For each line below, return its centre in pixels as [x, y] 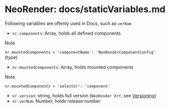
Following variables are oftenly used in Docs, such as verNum [68, 23]
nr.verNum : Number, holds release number [56, 101]
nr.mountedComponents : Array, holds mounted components [73, 67]
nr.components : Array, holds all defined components [66, 33]
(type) [11, 57]
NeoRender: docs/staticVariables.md [85, 9]
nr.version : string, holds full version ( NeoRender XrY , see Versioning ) [84, 95]
